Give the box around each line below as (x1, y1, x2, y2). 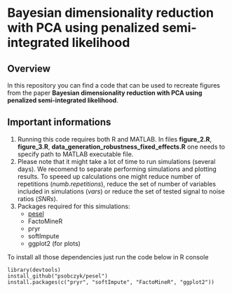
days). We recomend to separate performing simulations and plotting (17, 165, 217, 173)
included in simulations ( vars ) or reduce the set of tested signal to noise (17, 187, 226, 196)
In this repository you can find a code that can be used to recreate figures (7, 81, 221, 89)
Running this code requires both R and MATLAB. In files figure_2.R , (17, 135, 212, 143)
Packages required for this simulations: (17, 202, 130, 210)
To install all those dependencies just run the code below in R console (7, 252, 209, 261)
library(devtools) (7, 266, 61, 273)
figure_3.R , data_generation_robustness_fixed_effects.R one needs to (17, 142, 226, 151)
